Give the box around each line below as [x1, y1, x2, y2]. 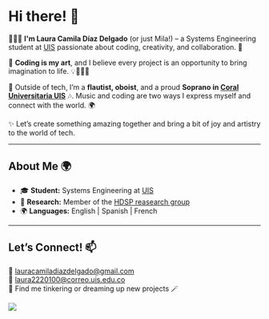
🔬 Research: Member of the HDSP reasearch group [19, 196, 191, 207]
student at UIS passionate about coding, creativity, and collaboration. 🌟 [8, 42, 243, 51]
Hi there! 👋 [8, 7, 80, 26]
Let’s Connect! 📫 [8, 240, 97, 255]
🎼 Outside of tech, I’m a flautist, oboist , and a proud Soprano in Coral [8, 82, 239, 91]
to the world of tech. [8, 127, 76, 137]
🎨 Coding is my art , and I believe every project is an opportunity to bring [8, 58, 247, 67]
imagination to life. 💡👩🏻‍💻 [8, 66, 90, 75]
